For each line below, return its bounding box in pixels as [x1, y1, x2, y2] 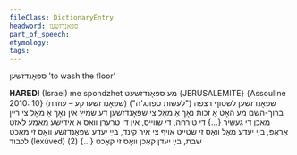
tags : [9, 46, 30, 55]
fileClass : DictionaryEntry [9, 12, 115, 22]
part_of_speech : [9, 29, 70, 38]
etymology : [9, 37, 50, 47]
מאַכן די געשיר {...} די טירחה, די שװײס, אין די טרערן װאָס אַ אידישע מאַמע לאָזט [9, 117, 271, 127]
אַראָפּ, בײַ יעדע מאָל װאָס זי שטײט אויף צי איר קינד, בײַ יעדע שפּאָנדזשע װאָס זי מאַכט [9, 126, 289, 137]
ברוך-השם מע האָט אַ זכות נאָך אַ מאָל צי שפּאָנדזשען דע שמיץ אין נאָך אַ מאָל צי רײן [9, 108, 284, 118]
